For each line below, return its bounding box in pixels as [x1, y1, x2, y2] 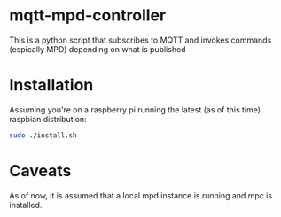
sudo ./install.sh [9, 130, 77, 140]
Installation [9, 75, 94, 96]
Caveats [9, 160, 72, 181]
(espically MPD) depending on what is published [9, 43, 186, 54]
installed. [9, 199, 43, 210]
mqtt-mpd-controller [9, 5, 167, 26]
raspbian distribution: [9, 113, 87, 124]
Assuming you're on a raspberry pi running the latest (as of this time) [9, 104, 261, 115]
